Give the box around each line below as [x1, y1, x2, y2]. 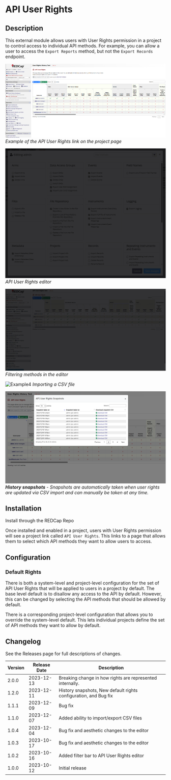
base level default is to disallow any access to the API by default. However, [5, 591, 162, 597]
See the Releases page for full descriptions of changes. [5, 651, 122, 657]
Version [7, 664, 24, 670]
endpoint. [5, 53, 25, 60]
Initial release [59, 765, 87, 771]
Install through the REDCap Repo [5, 518, 74, 524]
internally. [59, 680, 80, 686]
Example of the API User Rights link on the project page [5, 138, 122, 144]
